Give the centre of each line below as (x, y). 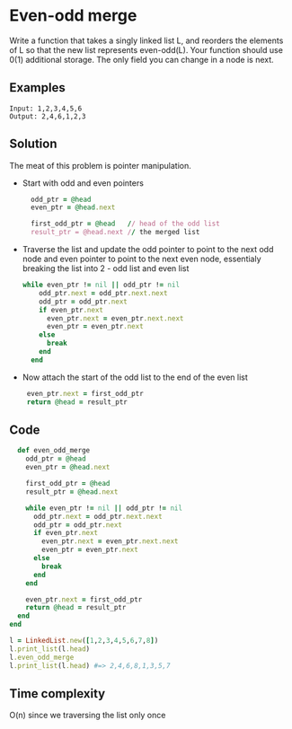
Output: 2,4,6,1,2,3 (48, 116)
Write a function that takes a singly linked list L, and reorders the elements (146, 40)
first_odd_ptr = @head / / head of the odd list (125, 224)
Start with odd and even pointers (83, 183)
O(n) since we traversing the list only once (88, 716)
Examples (37, 88)
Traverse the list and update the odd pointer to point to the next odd (148, 250)
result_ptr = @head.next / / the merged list (115, 233)
